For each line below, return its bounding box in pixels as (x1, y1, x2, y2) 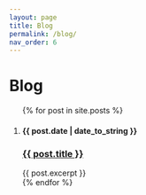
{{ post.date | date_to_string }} (21, 125, 138, 136)
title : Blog (9, 21, 53, 30)
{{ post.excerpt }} (21, 168, 87, 178)
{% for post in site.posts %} (21, 105, 124, 116)
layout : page (9, 12, 58, 22)
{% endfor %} (21, 177, 73, 188)
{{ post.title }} (21, 147, 84, 160)
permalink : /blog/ (9, 29, 77, 38)
